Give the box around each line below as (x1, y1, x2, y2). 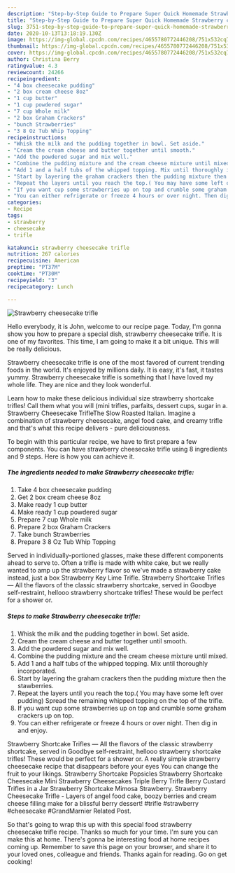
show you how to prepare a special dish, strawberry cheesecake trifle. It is (7, 330, 222, 338)
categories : (7, 199, 42, 207)
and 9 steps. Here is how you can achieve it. (7, 452, 135, 461)
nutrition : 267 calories (7, 251, 80, 258)
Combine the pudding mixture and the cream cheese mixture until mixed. (17, 652, 228, 660)
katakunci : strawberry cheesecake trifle (7, 244, 130, 251)
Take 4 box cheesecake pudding (17, 486, 112, 494)
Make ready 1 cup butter (17, 501, 88, 509)
